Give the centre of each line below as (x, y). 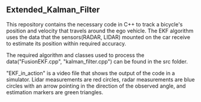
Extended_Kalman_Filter (53, 10)
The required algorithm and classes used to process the (75, 55)
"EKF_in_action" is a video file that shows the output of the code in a (91, 73)
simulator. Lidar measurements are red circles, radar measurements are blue (100, 79)
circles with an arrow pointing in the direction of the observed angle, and (96, 86)
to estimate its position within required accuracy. (66, 43)
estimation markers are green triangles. (55, 92)
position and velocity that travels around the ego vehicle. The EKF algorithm (100, 31)
